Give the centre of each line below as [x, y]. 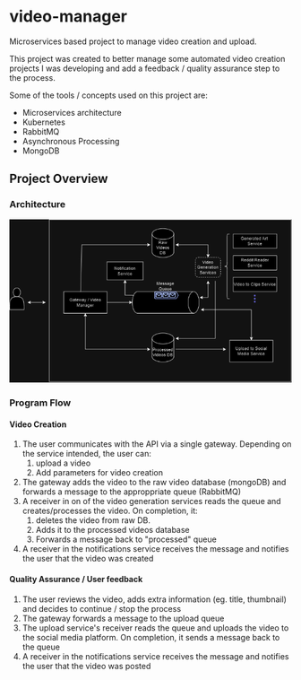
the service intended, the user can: [87, 454]
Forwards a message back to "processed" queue [126, 539]
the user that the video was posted [86, 666]
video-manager [69, 17]
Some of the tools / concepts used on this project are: [108, 95]
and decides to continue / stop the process [102, 608]
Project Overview [59, 179]
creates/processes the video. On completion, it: [110, 511]
